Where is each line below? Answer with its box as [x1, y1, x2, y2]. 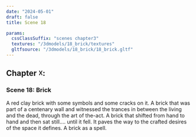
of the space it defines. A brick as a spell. [6, 124, 107, 131]
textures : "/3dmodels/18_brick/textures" [11, 41, 115, 47]
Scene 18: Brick [6, 86, 52, 94]
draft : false [6, 14, 38, 20]
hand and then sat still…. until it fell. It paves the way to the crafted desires [6, 118, 187, 125]
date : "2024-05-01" [6, 8, 54, 15]
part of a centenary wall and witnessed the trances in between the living [6, 105, 182, 112]
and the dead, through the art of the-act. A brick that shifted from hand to [6, 112, 185, 119]
